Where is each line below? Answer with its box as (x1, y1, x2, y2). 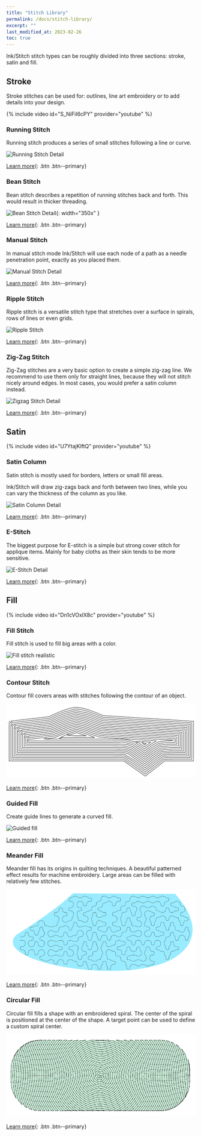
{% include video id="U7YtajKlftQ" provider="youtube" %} (6, 443, 151, 450)
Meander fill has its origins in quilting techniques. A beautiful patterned (6, 865, 182, 872)
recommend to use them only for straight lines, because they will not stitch (6, 373, 191, 380)
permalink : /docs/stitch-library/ (6, 16, 93, 22)
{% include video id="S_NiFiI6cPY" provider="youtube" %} (6, 110, 153, 118)
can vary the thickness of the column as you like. (6, 489, 127, 497)
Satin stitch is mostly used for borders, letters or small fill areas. (6, 471, 164, 479)
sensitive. (6, 554, 30, 562)
